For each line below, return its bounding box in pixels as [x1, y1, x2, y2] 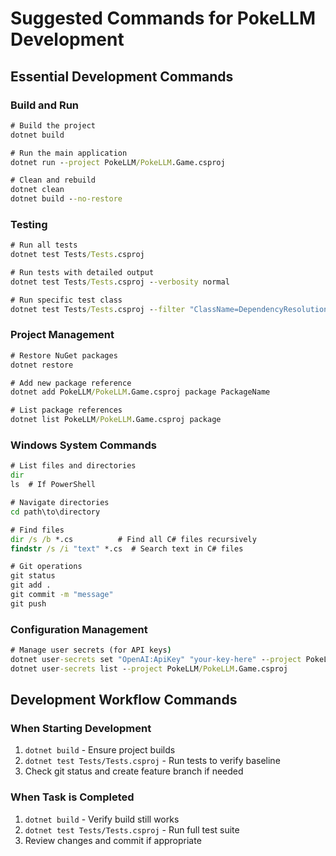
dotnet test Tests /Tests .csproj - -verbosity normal [10, 277, 230, 287]
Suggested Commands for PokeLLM [10, 7, 316, 30]
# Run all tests [10, 240, 78, 251]
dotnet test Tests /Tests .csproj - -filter [10, 304, 186, 314]
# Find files [10, 525, 65, 535]
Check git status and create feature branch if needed [24, 765, 244, 777]
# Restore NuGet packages [10, 350, 118, 361]
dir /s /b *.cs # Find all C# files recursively [10, 534, 257, 544]
